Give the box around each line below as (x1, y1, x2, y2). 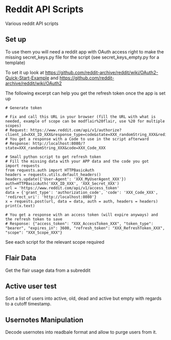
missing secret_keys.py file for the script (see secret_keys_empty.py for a (5, 54, 159, 60)
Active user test (5, 281, 57, 291)
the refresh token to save (5, 216, 63, 222)
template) (5, 60, 25, 66)
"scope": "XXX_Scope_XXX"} (5, 230, 63, 235)
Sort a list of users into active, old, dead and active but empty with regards (5, 295, 162, 301)
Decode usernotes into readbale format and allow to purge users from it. (5, 329, 157, 335)
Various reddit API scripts (5, 20, 59, 26)
